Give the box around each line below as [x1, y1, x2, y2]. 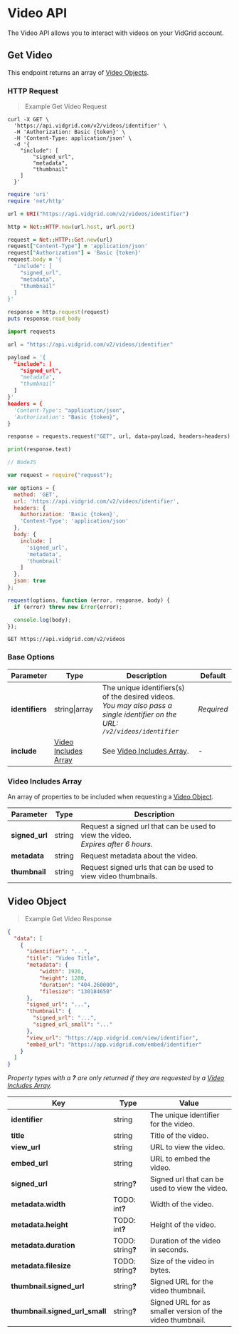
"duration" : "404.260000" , [38, 981, 119, 988]
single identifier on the [102, 709, 177, 719]
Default [200, 670, 226, 680]
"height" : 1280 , [38, 975, 87, 982]
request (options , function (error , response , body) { [7, 597, 171, 604]
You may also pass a [102, 700, 172, 710]
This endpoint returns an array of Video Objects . [7, 68, 149, 76]
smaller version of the [150, 1306, 223, 1316]
